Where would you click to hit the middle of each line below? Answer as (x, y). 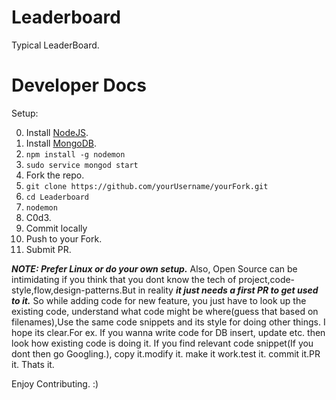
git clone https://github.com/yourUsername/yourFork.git (147, 186)
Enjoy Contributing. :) (55, 383)
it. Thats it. (33, 364)
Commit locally (56, 228)
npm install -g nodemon (75, 154)
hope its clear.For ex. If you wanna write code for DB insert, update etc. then (168, 332)
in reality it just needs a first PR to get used (228, 290)
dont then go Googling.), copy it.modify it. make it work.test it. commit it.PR (166, 353)
